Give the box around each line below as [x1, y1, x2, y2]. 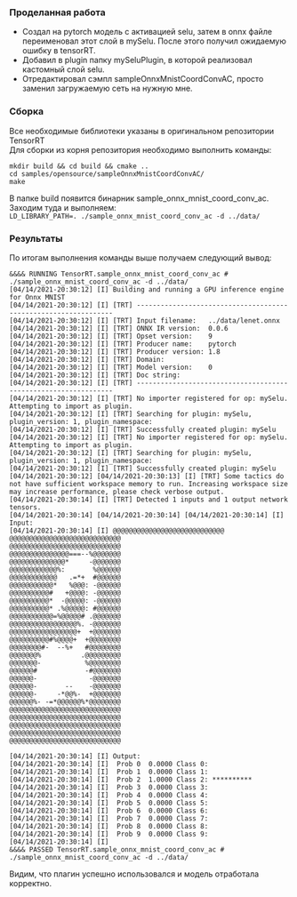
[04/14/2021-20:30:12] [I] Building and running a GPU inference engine [9, 284, 285, 294]
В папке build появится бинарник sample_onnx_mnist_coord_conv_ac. [9, 193, 269, 204]
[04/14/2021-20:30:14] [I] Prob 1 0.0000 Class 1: [9, 767, 209, 776]
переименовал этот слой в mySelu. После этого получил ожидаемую [21, 36, 286, 46]
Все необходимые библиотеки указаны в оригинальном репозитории [9, 125, 274, 136]
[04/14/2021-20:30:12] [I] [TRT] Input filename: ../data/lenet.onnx [9, 316, 280, 325]
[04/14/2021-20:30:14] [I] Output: [9, 751, 141, 761]
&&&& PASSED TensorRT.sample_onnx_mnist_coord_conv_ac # [9, 845, 225, 854]
